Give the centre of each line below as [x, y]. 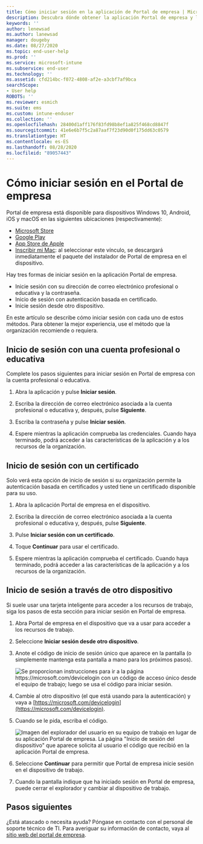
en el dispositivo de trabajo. [50, 770]
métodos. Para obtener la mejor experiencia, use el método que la [88, 324]
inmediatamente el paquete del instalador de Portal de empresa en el [101, 257]
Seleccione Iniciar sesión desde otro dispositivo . [77, 641]
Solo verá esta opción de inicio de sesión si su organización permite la [94, 481]
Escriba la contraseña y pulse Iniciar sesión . [70, 422]
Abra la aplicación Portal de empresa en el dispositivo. [83, 505]
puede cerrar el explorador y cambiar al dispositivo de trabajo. [93, 788]
